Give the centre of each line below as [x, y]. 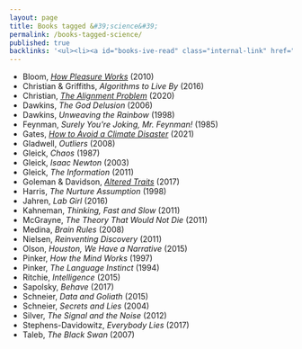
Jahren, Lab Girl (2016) [65, 201]
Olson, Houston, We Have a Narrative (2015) [105, 249]
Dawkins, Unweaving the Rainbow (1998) [98, 115]
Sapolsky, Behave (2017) [68, 287]
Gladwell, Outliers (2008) [69, 144]
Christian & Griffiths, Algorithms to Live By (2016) [113, 86]
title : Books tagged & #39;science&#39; [84, 26]
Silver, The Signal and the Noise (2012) [95, 316]
